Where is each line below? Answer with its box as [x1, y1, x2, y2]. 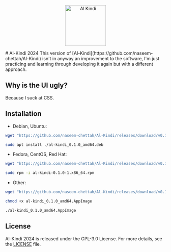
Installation [5, 110, 42, 118]
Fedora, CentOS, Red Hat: [12, 151, 67, 158]
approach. [5, 66, 27, 72]
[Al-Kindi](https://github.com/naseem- [72, 50, 153, 56]
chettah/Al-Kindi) [5, 56, 42, 61]
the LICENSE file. [5, 241, 41, 247]
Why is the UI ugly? [5, 81, 68, 90]
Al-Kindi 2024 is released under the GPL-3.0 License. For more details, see [5, 235, 162, 242]
